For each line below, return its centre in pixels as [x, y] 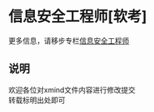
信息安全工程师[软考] [78, 17]
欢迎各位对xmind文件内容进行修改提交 [72, 89]
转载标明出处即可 [37, 100]
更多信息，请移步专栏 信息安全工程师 [69, 41]
